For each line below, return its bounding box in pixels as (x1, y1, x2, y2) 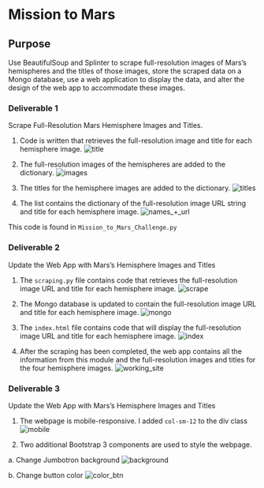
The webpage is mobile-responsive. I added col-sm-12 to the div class (19, 416, 248, 426)
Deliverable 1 (8, 103, 59, 114)
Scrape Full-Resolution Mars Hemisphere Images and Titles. (8, 121, 203, 130)
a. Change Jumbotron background (8, 455, 120, 464)
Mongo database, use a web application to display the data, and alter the (8, 75, 245, 84)
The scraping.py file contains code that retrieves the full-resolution (19, 275, 238, 285)
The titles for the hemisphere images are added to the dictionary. (19, 183, 231, 193)
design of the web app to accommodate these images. (8, 83, 185, 92)
